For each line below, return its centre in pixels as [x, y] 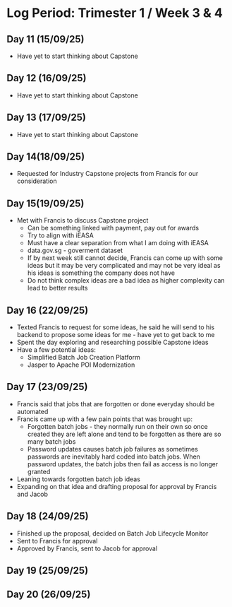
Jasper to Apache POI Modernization [81, 365]
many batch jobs [51, 441]
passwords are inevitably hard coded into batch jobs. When [114, 456]
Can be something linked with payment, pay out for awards [113, 228]
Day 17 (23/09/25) [47, 387]
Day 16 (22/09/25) [48, 310]
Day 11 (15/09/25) [46, 39]
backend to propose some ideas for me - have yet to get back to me [116, 335]
